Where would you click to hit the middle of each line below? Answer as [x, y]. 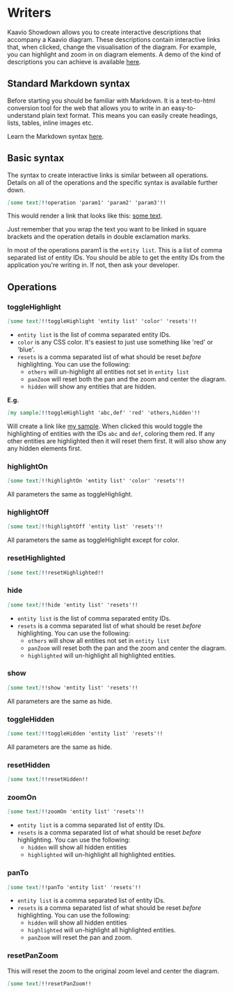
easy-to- [183, 108]
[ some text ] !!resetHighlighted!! [56, 573]
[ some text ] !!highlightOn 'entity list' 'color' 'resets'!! [96, 481]
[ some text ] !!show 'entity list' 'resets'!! [73, 688]
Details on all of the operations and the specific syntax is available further [112, 182]
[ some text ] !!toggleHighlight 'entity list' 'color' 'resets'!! [102, 321]
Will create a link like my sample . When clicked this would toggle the [105, 426]
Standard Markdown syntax [69, 84]
